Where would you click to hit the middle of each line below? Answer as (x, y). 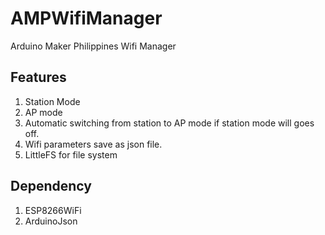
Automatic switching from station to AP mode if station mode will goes (169, 123)
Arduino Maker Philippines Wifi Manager (93, 46)
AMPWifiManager (86, 18)
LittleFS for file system (71, 154)
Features (38, 77)
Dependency (51, 186)
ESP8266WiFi (53, 210)
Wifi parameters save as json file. (93, 144)
